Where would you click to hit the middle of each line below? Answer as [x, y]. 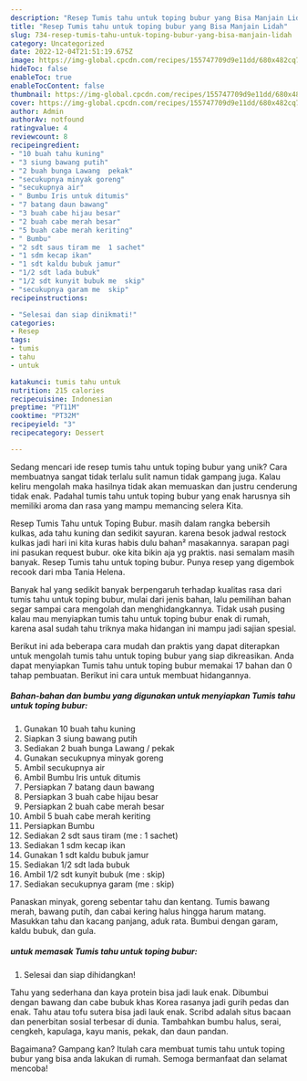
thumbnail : [31, 94]
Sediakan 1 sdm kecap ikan [74, 845]
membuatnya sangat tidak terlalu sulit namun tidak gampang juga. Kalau [145, 477]
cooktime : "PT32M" [45, 416]
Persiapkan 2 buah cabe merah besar [94, 806]
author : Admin [37, 111]
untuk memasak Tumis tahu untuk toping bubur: [104, 951]
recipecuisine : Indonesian [61, 399]
